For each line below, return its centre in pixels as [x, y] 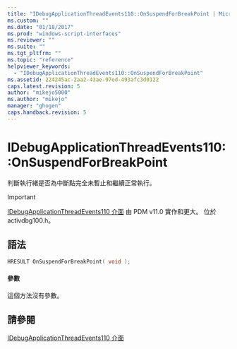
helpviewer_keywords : [39, 66]
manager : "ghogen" [34, 106]
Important [22, 197]
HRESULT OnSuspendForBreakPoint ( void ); [69, 261]
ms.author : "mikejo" [38, 100]
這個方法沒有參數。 [35, 295]
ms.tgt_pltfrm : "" [34, 54]
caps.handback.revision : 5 [47, 112]
